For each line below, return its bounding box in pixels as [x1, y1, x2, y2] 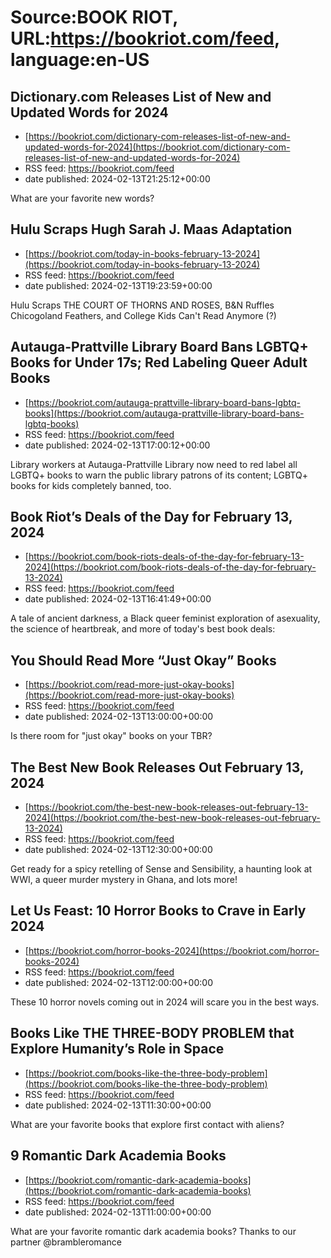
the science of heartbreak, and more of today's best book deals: [10, 623, 276, 635]
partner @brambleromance [10, 1236, 122, 1248]
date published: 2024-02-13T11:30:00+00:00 [24, 1099, 212, 1111]
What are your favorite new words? [10, 192, 155, 204]
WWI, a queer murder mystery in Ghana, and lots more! [10, 874, 238, 886]
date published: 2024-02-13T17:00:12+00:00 [24, 439, 211, 451]
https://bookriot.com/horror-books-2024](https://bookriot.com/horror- [28, 944, 320, 956]
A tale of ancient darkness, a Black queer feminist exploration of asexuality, [10, 612, 321, 625]
